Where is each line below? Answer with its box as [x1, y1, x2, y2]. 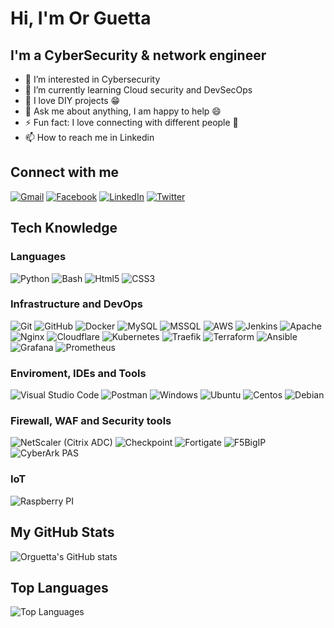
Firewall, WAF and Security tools [10, 414, 172, 428]
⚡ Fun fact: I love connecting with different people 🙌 [24, 117, 239, 128]
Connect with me [10, 164, 120, 181]
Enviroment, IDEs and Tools [10, 366, 147, 380]
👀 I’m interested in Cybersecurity [24, 73, 161, 85]
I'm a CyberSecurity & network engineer [10, 47, 267, 64]
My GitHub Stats [10, 524, 115, 541]
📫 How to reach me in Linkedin [24, 132, 155, 143]
